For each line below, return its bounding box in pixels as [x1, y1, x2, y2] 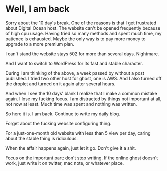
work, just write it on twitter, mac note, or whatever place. [5, 160, 124, 166]
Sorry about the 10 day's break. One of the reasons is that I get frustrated [5, 20, 157, 26]
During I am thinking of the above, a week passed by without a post [5, 70, 144, 76]
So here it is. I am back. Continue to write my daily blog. [5, 111, 120, 117]
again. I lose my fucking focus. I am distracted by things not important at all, [5, 96, 162, 102]
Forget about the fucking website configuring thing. [5, 120, 112, 126]
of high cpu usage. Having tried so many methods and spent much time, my [5, 30, 162, 36]
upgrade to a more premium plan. [5, 41, 74, 47]
